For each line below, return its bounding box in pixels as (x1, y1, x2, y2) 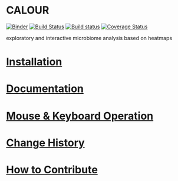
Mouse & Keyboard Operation (6, 109, 154, 123)
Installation (6, 55, 62, 68)
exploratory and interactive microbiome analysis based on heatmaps (6, 34, 173, 41)
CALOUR (6, 4, 50, 17)
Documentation (6, 82, 84, 96)
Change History (6, 136, 85, 149)
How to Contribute (6, 163, 98, 176)
